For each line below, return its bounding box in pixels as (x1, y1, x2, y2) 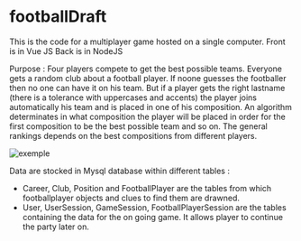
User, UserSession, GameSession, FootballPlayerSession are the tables (22, 201, 287, 213)
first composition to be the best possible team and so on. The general (9, 120, 268, 132)
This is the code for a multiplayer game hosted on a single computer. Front (9, 36, 286, 47)
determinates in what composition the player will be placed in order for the (9, 111, 286, 122)
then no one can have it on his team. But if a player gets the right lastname (9, 82, 286, 93)
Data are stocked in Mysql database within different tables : (9, 165, 230, 176)
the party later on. (22, 221, 90, 232)
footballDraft (9, 6, 107, 27)
